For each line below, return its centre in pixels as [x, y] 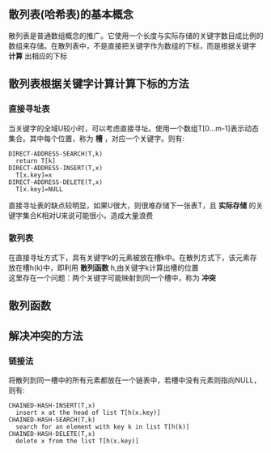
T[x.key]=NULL [39, 189]
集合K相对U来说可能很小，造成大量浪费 [88, 215]
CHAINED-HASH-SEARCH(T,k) [52, 420]
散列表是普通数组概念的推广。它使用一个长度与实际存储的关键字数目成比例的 [136, 36]
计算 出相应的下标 [38, 56]
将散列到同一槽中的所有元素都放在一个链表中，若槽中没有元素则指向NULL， [135, 380]
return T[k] [36, 160]
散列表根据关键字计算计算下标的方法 [99, 84]
